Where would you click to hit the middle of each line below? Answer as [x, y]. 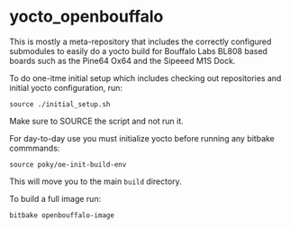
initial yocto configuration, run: [66, 87]
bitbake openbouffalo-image [62, 215]
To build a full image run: [55, 198]
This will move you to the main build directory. [95, 181]
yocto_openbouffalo [86, 17]
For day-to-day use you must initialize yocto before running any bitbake [142, 138]
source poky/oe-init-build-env [68, 164]
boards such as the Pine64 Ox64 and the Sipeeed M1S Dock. [122, 60]
